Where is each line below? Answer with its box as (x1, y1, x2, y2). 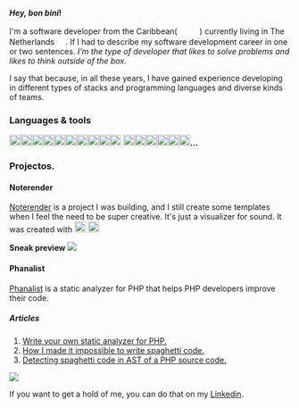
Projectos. (9, 160, 55, 172)
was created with (9, 224, 73, 235)
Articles (9, 312, 40, 324)
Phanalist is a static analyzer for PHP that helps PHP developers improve (9, 283, 276, 294)
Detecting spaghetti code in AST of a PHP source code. (21, 354, 228, 365)
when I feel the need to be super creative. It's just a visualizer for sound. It (9, 212, 282, 222)
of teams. (9, 92, 45, 102)
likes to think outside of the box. (9, 55, 127, 66)
